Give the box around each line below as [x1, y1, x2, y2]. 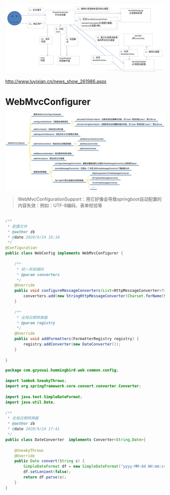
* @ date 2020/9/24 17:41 [7, 426, 60, 432]
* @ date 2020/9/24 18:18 [7, 235, 60, 240]
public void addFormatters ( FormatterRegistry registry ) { [14, 337, 139, 342]
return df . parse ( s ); [23, 475, 67, 480]
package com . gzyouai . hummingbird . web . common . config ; [5, 368, 119, 373]
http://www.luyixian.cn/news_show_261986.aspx [5, 78, 107, 84]
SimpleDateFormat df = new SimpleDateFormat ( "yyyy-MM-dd [23, 464, 146, 469]
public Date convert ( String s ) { [14, 458, 85, 464]
